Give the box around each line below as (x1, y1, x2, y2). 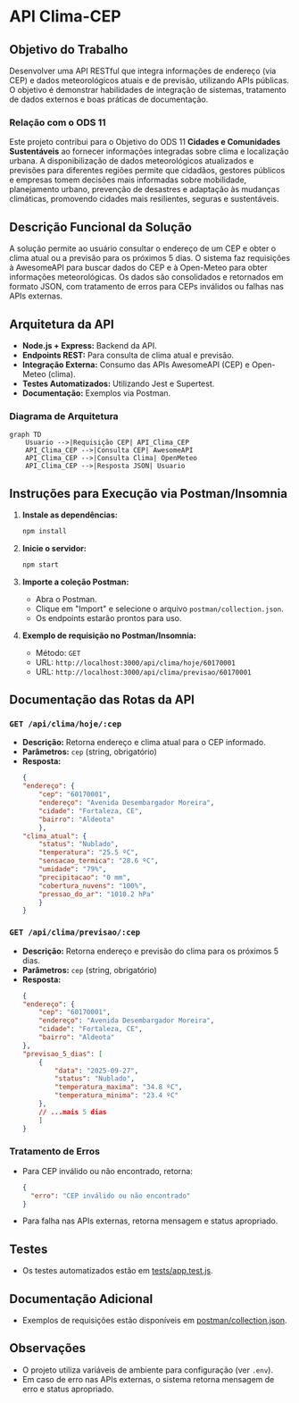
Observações (9, 1340, 87, 1356)
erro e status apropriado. (21, 1383, 114, 1394)
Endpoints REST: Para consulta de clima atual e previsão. (21, 349, 235, 360)
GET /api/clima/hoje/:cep (9, 719, 122, 729)
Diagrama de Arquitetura (9, 409, 119, 422)
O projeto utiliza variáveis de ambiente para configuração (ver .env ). (21, 1365, 274, 1375)
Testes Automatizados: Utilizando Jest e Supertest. (21, 378, 215, 389)
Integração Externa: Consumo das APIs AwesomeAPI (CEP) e (21, 359, 250, 370)
